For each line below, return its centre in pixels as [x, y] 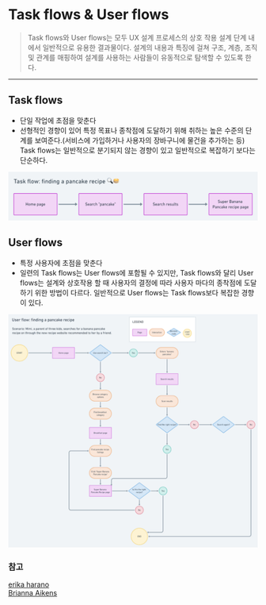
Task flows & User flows [89, 15]
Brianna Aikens [33, 593]
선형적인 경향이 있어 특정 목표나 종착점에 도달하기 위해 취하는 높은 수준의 [131, 130]
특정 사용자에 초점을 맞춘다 [61, 263]
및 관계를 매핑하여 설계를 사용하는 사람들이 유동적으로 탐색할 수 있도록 [135, 57]
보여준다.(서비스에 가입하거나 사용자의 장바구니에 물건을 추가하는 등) [140, 140]
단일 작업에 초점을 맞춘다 [58, 120]
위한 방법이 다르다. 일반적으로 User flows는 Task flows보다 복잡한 [137, 292]
